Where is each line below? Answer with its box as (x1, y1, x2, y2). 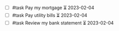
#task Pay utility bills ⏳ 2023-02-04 (12, 12, 87, 18)
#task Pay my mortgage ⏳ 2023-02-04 (12, 5, 95, 11)
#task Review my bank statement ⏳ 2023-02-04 (12, 20, 114, 26)
